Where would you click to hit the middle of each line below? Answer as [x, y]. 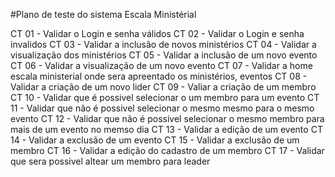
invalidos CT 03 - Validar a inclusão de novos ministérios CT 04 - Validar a [163, 44]
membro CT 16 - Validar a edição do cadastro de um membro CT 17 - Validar [167, 150]
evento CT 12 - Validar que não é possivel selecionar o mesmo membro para [167, 118]
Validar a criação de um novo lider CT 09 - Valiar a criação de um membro [163, 87]
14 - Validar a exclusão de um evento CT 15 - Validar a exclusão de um [155, 140]
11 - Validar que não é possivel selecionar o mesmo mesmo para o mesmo [162, 108]
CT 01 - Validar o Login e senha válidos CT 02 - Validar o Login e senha [157, 33]
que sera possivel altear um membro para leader [110, 161]
